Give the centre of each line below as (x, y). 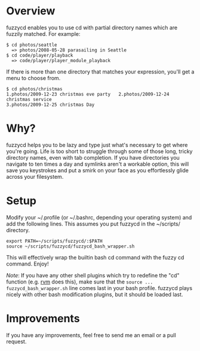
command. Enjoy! (27, 264)
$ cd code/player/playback (40, 55)
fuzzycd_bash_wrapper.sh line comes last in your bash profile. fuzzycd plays (99, 288)
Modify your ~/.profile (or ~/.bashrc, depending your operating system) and (99, 217)
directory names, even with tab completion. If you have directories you (93, 157)
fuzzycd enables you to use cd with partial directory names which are (92, 28)
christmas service (29, 99)
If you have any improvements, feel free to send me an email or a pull (91, 335)
